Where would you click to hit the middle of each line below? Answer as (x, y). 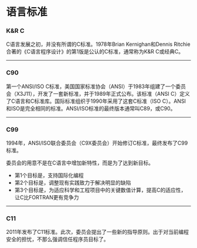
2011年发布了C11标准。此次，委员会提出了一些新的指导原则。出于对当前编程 (98, 232)
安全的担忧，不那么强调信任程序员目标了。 (57, 239)
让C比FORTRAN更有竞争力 (47, 197)
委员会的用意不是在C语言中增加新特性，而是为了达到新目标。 (80, 163)
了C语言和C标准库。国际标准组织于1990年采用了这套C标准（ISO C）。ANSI (96, 101)
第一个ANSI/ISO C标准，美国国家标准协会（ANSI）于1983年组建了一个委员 (96, 86)
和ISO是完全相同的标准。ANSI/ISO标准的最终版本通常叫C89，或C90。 (91, 108)
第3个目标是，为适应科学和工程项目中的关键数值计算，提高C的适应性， (100, 190)
